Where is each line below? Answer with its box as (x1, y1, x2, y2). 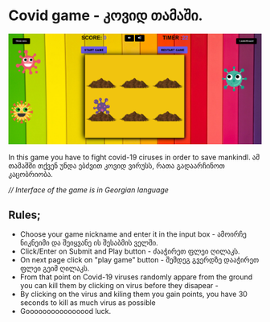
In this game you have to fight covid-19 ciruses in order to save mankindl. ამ (8, 152, 260, 162)
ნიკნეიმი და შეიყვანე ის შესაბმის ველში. (19, 238, 158, 248)
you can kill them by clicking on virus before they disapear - (19, 281, 219, 291)
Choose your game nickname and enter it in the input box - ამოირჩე (19, 229, 247, 239)
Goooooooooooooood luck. (19, 307, 112, 316)
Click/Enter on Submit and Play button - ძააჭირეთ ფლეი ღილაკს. (19, 246, 240, 256)
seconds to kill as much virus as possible (19, 298, 157, 308)
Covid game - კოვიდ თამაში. (8, 6, 203, 25)
